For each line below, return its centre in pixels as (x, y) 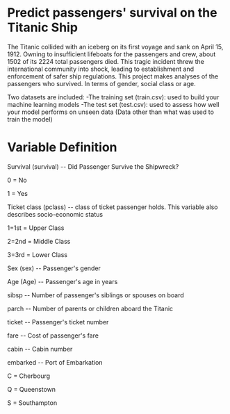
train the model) (30, 119)
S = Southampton (32, 403)
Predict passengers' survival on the (112, 13)
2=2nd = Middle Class (39, 241)
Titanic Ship (43, 27)
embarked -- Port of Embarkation (55, 362)
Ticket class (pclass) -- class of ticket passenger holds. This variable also (113, 207)
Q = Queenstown (32, 389)
